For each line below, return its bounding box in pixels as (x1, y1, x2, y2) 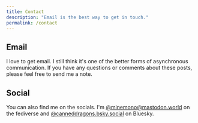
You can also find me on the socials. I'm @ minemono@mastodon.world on (6, 104, 190, 110)
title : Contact (6, 8, 44, 15)
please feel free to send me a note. (6, 70, 93, 78)
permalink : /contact (6, 20, 58, 26)
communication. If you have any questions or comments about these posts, (6, 64, 193, 72)
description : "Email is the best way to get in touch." (6, 14, 149, 20)
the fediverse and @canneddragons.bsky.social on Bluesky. (6, 110, 154, 117)
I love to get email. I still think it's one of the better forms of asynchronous (6, 58, 188, 65)
